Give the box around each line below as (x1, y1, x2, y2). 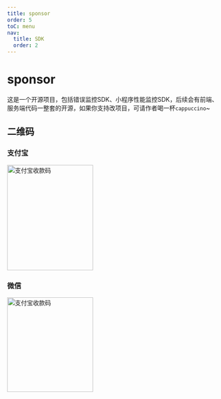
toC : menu (7, 23, 36, 30)
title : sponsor (7, 10, 51, 17)
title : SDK (13, 36, 45, 43)
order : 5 (7, 17, 32, 23)
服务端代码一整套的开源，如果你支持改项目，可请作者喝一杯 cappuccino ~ (7, 104, 211, 112)
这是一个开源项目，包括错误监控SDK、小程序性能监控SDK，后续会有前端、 (7, 95, 218, 103)
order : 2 (13, 42, 38, 49)
